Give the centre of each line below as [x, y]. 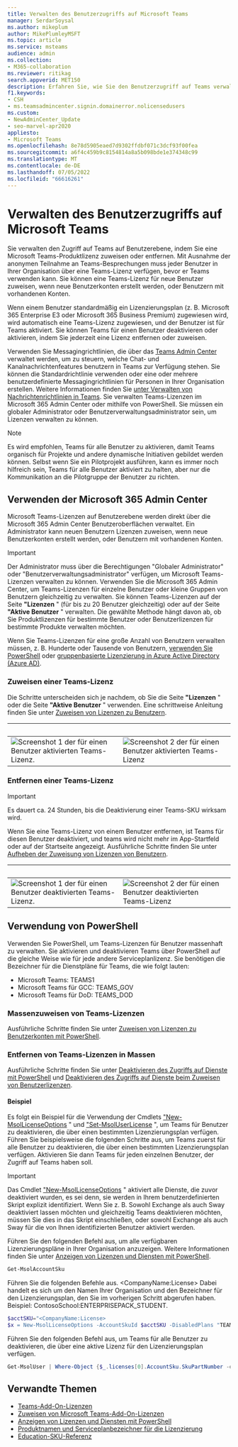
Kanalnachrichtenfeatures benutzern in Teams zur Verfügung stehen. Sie [114, 367]
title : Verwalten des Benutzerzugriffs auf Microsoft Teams [98, 14]
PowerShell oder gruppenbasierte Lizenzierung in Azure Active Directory [113, 656]
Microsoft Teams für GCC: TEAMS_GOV [75, 987]
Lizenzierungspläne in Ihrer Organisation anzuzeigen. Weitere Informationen [118, 1249]
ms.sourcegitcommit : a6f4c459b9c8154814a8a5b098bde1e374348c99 [103, 153]
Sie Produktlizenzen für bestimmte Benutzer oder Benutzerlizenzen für [110, 620]
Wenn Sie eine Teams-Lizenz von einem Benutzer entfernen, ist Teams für [116, 831]
